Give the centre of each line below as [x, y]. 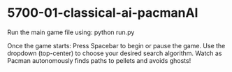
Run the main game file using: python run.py [71, 32]
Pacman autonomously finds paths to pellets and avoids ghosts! [99, 60]
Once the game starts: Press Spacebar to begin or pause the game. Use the [116, 45]
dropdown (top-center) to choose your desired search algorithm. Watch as [115, 53]
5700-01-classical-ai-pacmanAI [103, 13]
